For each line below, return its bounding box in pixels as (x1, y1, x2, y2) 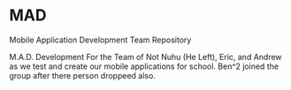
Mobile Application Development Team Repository (9, 34, 192, 45)
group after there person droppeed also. (9, 70, 157, 80)
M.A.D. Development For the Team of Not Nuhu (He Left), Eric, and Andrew (9, 51, 282, 62)
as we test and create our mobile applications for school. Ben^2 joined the (9, 61, 280, 71)
